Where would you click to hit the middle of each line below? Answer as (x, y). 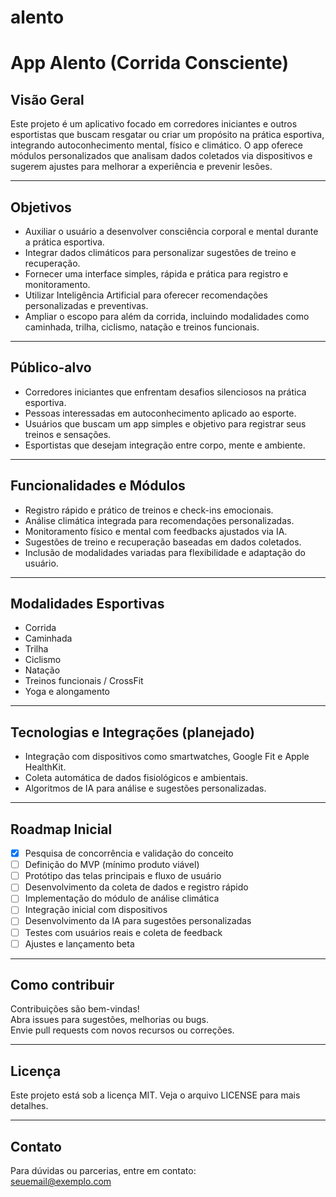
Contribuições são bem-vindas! (75, 1009)
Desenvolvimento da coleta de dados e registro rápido (136, 887)
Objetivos (41, 207)
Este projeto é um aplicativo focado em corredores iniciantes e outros (154, 124)
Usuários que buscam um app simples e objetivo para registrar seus (165, 423)
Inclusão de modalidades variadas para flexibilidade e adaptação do (165, 552)
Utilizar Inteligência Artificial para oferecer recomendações (146, 295)
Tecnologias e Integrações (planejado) (132, 732)
